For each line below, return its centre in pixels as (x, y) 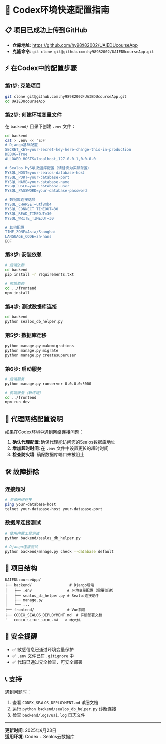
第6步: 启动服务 (23, 369)
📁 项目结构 (21, 568)
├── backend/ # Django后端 (50, 585)
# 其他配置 (15, 227)
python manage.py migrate (32, 350)
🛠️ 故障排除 (22, 472)
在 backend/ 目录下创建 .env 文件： (40, 126)
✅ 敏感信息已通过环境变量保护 (43, 649)
